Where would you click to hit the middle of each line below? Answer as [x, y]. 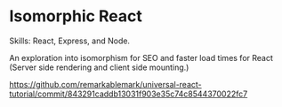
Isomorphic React [76, 16]
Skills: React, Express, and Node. [70, 41]
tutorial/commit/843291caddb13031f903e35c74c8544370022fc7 [129, 94]
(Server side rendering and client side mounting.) [99, 67]
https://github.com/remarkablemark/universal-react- [105, 84]
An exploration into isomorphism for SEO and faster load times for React [141, 57]
